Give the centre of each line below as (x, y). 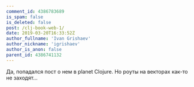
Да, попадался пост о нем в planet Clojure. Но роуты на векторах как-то (97, 71)
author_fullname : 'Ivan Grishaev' (49, 39)
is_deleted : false (29, 22)
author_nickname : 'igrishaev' (43, 44)
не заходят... (22, 78)
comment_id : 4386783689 (35, 11)
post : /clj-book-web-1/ (35, 28)
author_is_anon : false (34, 50)
